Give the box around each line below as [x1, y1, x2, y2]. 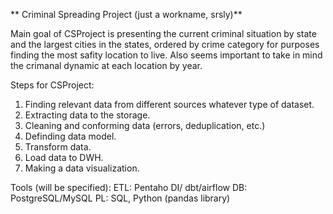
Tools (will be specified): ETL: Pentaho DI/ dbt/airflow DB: [10, 182, 248, 193]
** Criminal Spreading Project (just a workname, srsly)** [10, 9, 243, 20]
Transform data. [24, 141, 92, 153]
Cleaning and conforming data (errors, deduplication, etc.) [24, 120, 266, 131]
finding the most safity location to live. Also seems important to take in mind [10, 49, 323, 61]
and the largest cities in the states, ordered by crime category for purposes [10, 39, 320, 50]
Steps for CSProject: [10, 79, 95, 91]
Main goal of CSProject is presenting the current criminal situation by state [10, 28, 317, 39]
